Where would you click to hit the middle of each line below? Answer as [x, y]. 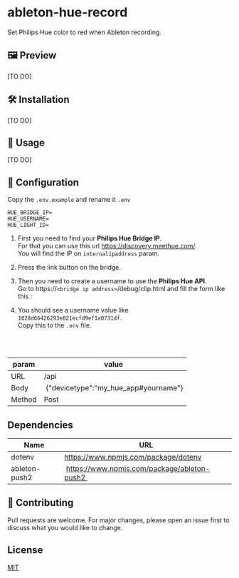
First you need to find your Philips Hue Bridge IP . [90, 238]
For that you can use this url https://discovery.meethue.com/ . [107, 246]
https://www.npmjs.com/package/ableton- [138, 468]
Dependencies [40, 425]
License [25, 550]
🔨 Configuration [43, 182]
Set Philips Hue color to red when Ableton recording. [85, 32]
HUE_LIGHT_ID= [28, 225]
